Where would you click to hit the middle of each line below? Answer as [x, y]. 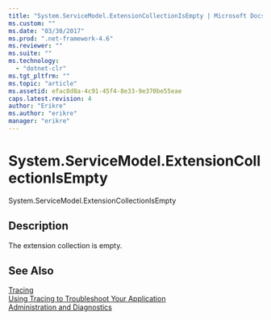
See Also [31, 271]
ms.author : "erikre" [43, 114]
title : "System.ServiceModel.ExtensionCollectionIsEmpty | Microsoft [128, 16]
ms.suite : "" [30, 53]
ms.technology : [34, 61]
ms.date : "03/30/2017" [46, 31]
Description [38, 226]
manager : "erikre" [39, 121]
